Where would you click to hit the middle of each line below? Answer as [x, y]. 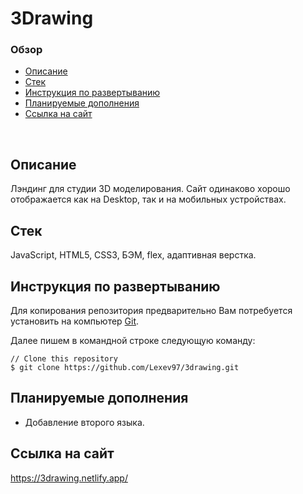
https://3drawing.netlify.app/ [69, 478]
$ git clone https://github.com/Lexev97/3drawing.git [125, 367]
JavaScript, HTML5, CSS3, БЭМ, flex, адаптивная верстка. [133, 255]
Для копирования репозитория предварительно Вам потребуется [151, 310]
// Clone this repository [64, 358]
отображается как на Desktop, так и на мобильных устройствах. [148, 199]
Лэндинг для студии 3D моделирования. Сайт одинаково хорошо [150, 189]
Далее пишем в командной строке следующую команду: [133, 340]
